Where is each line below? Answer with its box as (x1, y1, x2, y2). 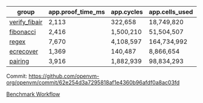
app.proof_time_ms (48, 8, 106, 16)
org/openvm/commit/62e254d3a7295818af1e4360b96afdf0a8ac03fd (6, 79, 180, 86)
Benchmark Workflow (6, 90, 60, 98)
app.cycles (111, 8, 143, 16)
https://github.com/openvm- (28, 72, 100, 80)
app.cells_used (149, 8, 193, 16)
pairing (9, 57, 30, 65)
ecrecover (9, 48, 39, 55)
